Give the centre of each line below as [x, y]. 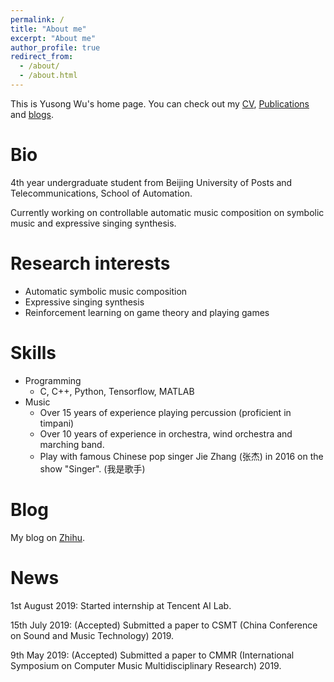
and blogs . [32, 114]
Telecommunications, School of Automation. [101, 193]
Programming [53, 380]
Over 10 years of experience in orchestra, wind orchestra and [166, 433]
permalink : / [37, 19]
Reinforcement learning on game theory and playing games [147, 312]
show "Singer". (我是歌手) [92, 468]
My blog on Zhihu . [48, 537]
